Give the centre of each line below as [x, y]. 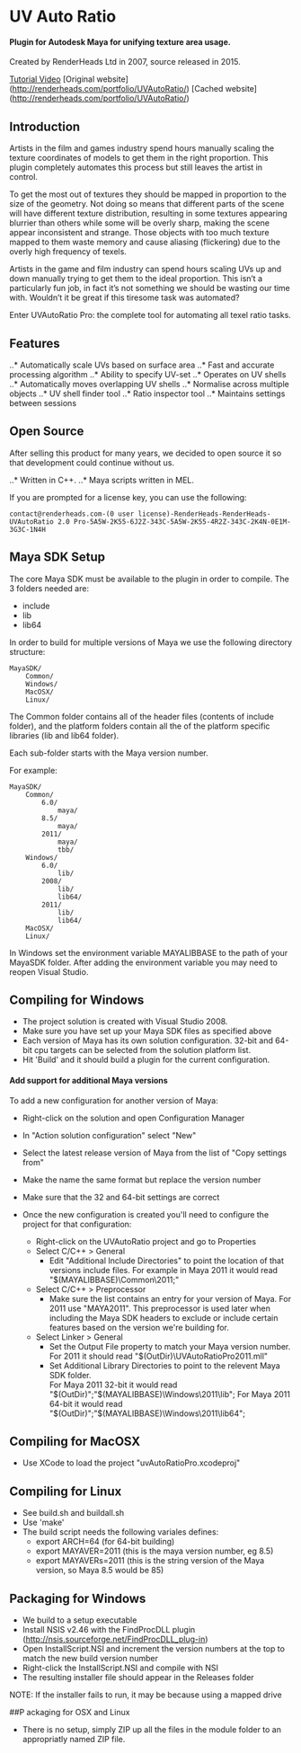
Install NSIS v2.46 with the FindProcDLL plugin [109, 1630]
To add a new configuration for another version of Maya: [114, 1100]
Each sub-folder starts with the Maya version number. [109, 753]
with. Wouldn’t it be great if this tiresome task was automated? [124, 297]
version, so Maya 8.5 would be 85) [100, 1571]
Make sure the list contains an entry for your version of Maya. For [170, 1298]
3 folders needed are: [49, 588]
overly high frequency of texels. [68, 252]
